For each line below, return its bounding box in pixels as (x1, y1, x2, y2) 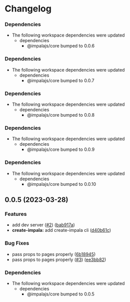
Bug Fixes (5, 240, 30, 247)
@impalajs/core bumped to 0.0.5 (27, 291, 95, 297)
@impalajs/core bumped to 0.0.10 (27, 181, 96, 187)
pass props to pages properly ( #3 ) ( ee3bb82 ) (12, 256, 106, 262)
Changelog (5, 3, 52, 15)
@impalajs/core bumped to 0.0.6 (27, 43, 95, 49)
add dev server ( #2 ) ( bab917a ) (12, 222, 75, 228)
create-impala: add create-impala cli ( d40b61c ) (12, 227, 111, 233)
